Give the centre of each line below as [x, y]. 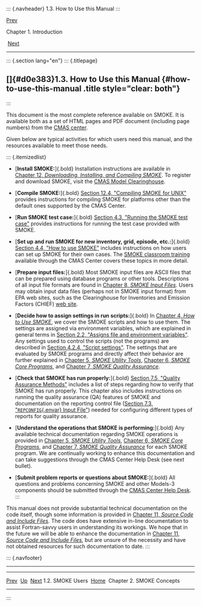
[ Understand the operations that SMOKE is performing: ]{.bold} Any [100, 428]
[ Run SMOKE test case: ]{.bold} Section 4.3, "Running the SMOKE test [101, 217]
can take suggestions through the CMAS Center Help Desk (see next [99, 459]
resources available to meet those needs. [57, 145]
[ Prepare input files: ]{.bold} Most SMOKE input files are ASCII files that [103, 272]
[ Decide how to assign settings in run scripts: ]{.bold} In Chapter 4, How [105, 315]
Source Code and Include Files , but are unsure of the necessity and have [96, 540]
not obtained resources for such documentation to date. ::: [78, 546]
